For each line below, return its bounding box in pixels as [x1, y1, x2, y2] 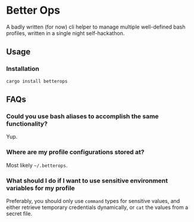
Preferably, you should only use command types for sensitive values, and [6, 197, 180, 204]
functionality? [6, 120, 48, 128]
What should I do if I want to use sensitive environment [6, 176, 168, 185]
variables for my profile [6, 184, 76, 192]
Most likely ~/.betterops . [6, 161, 68, 168]
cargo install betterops [6, 78, 68, 84]
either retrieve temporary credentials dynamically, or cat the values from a [6, 204, 189, 211]
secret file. [6, 210, 33, 217]
